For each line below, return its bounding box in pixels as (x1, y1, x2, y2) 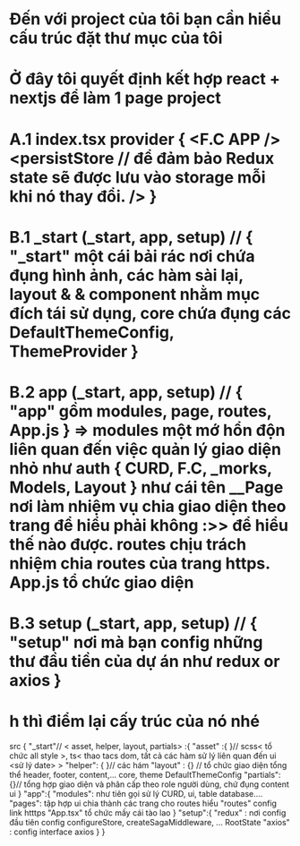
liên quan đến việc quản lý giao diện (9, 439, 282, 459)
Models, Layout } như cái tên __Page (9, 477, 284, 497)
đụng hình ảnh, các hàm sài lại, (9, 265, 244, 286)
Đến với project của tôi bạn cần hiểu (9, 9, 282, 30)
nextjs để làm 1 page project (9, 88, 221, 108)
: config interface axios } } (9, 826, 106, 837)
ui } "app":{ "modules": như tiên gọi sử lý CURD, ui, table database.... (9, 789, 263, 799)
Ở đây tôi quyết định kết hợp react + (9, 69, 280, 90)
